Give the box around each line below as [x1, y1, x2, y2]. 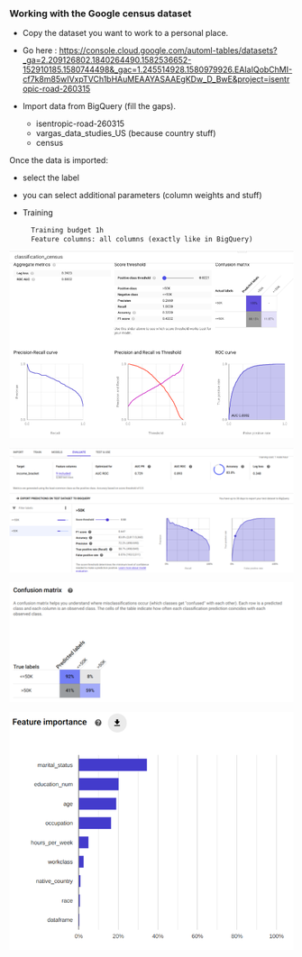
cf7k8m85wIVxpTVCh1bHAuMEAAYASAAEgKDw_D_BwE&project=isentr [22, 74, 290, 85]
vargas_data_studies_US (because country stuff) [35, 128, 216, 139]
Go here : [22, 45, 58, 56]
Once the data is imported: [9, 155, 108, 166]
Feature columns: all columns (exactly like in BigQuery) [31, 235, 253, 244]
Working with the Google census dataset [9, 7, 192, 20]
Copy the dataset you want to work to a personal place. [22, 28, 229, 39]
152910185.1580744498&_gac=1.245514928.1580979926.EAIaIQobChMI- [22, 64, 293, 75]
